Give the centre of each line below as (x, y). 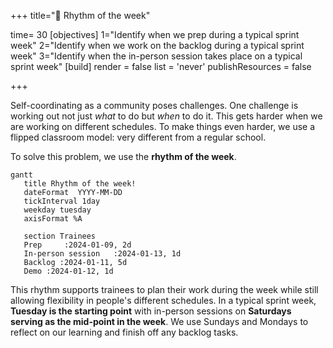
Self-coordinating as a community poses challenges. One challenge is (154, 105)
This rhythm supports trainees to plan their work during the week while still (164, 289)
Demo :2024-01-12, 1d (68, 271)
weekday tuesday (57, 210)
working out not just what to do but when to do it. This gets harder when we (166, 116)
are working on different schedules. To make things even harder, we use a (163, 126)
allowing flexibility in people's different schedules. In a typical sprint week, (163, 300)
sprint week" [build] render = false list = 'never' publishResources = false (161, 66)
